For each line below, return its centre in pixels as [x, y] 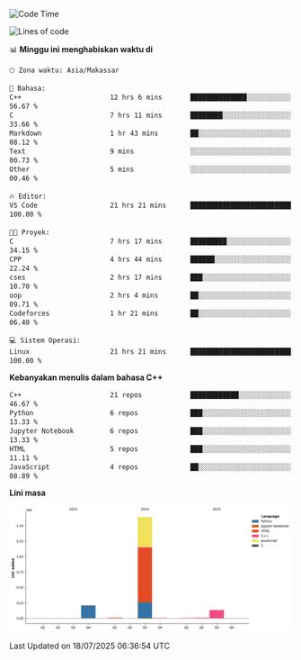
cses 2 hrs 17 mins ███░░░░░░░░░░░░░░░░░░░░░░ [150, 277]
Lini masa [28, 493]
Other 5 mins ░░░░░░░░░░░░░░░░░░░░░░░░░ [150, 169]
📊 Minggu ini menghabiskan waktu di [81, 49]
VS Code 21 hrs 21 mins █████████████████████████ [150, 205]
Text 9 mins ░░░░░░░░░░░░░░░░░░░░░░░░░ [150, 151]
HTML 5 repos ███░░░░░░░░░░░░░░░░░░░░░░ [150, 449]
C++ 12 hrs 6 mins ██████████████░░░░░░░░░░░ [150, 97]
